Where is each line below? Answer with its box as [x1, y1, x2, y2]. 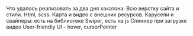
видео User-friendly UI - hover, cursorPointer [6, 23, 117, 30]
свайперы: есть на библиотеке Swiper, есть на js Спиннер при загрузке [6, 17, 188, 24]
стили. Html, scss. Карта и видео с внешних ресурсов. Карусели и [6, 11, 174, 18]
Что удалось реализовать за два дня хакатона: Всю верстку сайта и [6, 5, 179, 12]
